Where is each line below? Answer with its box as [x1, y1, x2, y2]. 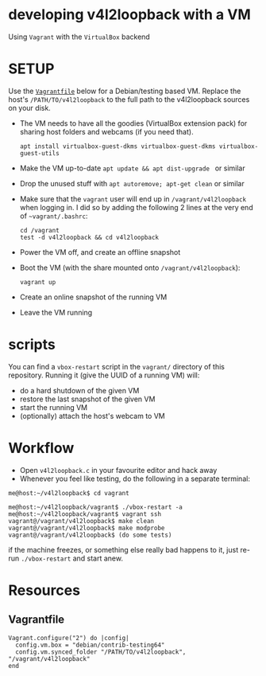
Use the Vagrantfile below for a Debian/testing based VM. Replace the [8, 86, 241, 96]
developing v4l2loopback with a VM [8, 6, 252, 24]
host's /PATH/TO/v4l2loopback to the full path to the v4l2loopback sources [8, 94, 250, 104]
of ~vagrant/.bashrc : [19, 211, 88, 221]
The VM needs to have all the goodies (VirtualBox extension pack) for [19, 118, 248, 128]
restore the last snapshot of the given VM [19, 394, 156, 404]
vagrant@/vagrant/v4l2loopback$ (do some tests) [8, 531, 172, 539]
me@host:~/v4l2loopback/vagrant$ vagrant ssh [8, 510, 161, 518]
